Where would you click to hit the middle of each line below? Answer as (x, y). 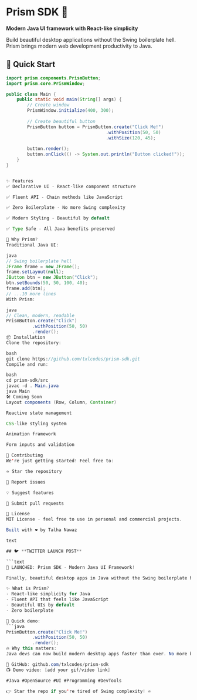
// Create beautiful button (61, 121)
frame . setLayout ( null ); (35, 272)
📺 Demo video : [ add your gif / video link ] (58, 670)
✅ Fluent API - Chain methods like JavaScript (64, 197)
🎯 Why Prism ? (22, 239)
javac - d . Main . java (33, 386)
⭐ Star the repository (34, 471)
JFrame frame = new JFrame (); (43, 266)
